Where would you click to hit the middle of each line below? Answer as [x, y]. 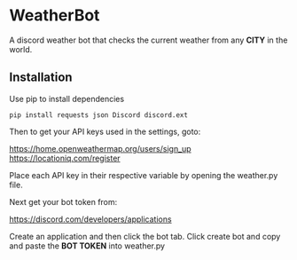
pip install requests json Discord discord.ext [99, 115]
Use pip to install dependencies [67, 98]
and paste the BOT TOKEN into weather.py [87, 246]
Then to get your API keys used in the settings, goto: [105, 131]
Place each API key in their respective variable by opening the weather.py [144, 175]
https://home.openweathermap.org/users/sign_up [101, 148]
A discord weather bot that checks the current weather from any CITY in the [148, 40]
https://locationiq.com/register [65, 158]
